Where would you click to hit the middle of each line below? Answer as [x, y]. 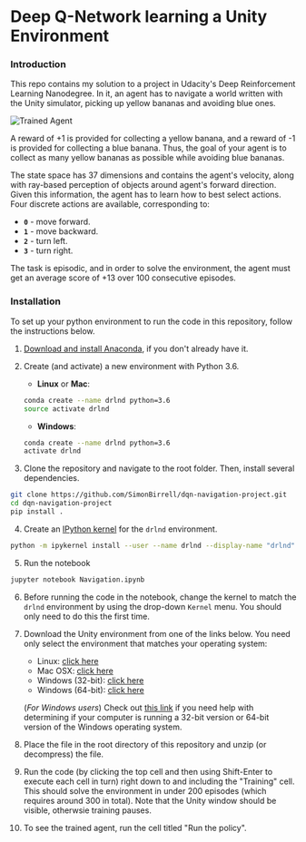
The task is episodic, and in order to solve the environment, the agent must [151, 269]
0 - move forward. [57, 222]
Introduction [38, 64]
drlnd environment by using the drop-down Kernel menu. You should [153, 606]
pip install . [37, 512]
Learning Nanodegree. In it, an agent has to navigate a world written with [147, 93]
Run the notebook [57, 563]
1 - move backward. [61, 231]
